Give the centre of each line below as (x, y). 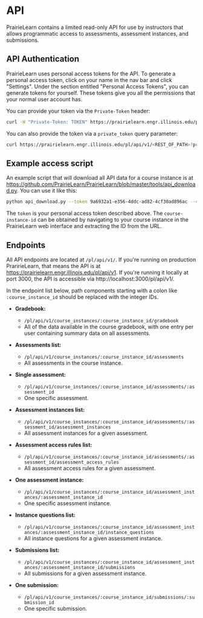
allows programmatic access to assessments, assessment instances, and (98, 33)
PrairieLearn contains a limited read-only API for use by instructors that (95, 27)
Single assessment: (40, 374)
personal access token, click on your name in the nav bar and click (89, 80)
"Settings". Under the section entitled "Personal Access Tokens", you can (98, 86)
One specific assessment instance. (68, 503)
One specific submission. (56, 608)
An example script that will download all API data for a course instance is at (100, 178)
